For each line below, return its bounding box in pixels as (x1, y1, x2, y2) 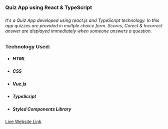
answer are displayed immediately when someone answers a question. (5, 28, 152, 34)
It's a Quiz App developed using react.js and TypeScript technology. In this (5, 17, 159, 23)
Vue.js (12, 81, 26, 87)
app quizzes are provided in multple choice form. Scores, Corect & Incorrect (5, 22, 163, 28)
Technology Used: (5, 43, 51, 50)
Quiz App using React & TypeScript (5, 4, 92, 11)
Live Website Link (5, 119, 41, 125)
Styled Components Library (12, 106, 71, 112)
